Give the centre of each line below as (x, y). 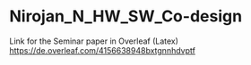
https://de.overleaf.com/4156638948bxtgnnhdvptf (102, 50)
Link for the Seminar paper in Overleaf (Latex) (94, 41)
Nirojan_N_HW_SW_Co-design (126, 16)
